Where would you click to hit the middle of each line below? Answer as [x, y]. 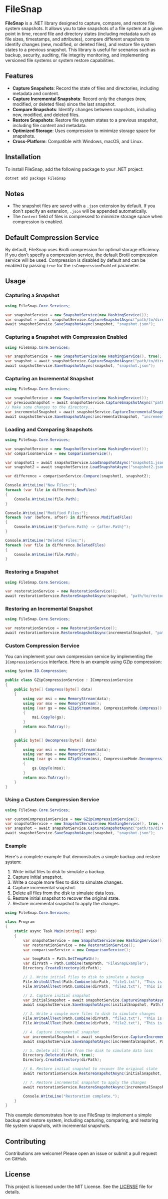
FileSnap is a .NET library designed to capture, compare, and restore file [80, 23]
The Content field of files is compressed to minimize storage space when [87, 217]
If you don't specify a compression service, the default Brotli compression [81, 255]
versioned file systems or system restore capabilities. [60, 60]
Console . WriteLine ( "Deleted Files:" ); [45, 540]
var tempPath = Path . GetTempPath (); [61, 959]
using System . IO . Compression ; [37, 671]
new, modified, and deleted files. [46, 115]
